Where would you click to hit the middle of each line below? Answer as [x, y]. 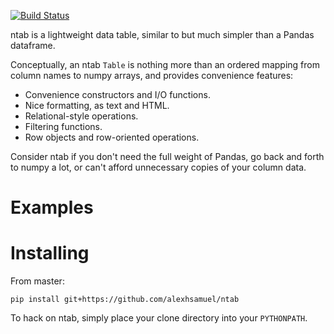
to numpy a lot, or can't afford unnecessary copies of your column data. [158, 167]
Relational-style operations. [81, 116]
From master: [37, 281]
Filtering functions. [63, 126]
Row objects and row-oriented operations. [112, 137]
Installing [50, 253]
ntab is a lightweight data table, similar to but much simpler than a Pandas [162, 34]
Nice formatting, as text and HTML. [97, 105]
